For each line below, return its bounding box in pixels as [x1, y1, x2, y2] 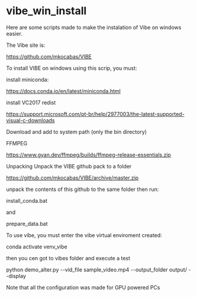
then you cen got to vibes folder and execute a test [6, 254, 131, 261]
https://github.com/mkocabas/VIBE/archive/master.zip [6, 174, 139, 181]
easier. [6, 30, 22, 37]
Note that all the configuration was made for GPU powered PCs [6, 283, 160, 291]
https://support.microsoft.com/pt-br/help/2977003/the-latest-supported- [6, 110, 185, 117]
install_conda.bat [6, 197, 48, 204]
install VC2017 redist [6, 99, 56, 106]
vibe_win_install [6, 4, 87, 18]
